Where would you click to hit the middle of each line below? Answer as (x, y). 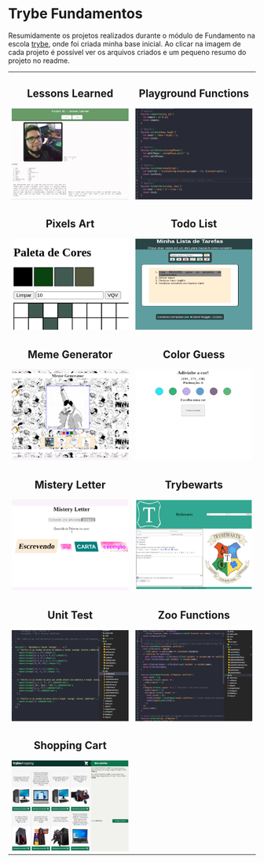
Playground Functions (194, 94)
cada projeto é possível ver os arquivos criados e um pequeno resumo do (127, 52)
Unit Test (70, 616)
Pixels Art (70, 224)
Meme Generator (70, 354)
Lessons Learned (70, 94)
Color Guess (194, 354)
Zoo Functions (194, 616)
